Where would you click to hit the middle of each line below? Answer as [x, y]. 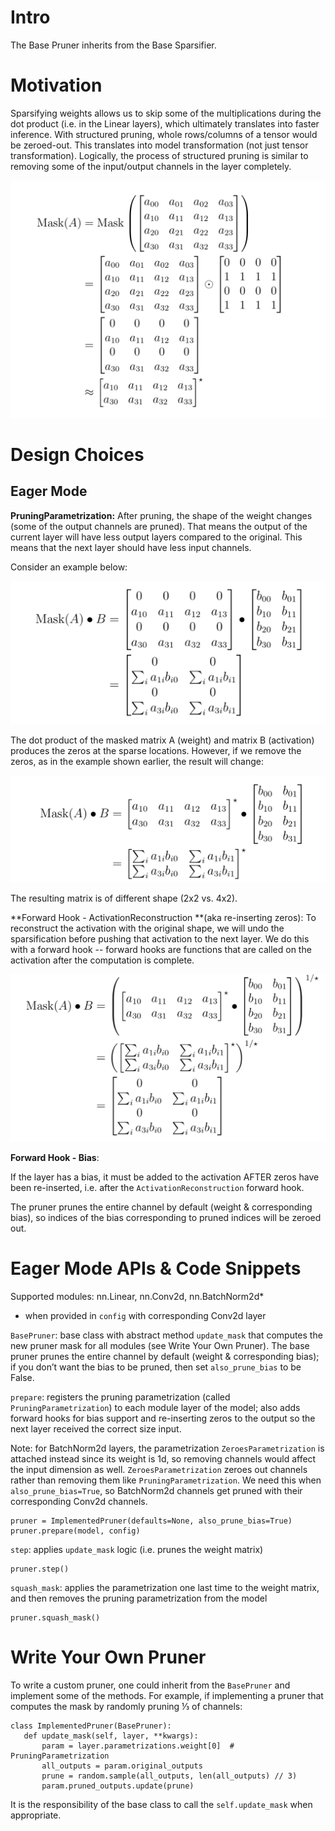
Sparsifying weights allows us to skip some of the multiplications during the [166, 113]
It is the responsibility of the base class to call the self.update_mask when [161, 1805]
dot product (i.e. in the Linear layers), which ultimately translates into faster [165, 123]
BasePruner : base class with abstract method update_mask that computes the [166, 1335]
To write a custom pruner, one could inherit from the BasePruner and [150, 1685]
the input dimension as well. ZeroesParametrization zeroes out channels [159, 1470]
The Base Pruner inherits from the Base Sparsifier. [113, 45]
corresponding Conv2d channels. [79, 1502]
